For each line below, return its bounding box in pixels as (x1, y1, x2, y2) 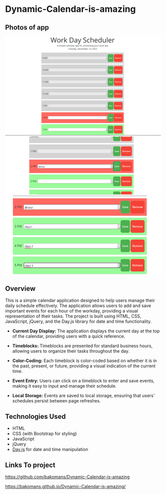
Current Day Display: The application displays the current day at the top (12, 328, 160, 334)
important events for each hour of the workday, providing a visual (5, 308, 138, 314)
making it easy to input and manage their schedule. (12, 383, 117, 389)
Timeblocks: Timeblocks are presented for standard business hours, (12, 343, 153, 349)
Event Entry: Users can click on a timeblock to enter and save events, (12, 378, 155, 384)
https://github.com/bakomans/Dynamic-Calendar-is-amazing (5, 474, 130, 480)
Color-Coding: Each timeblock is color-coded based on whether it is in (12, 358, 157, 364)
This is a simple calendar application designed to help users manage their (5, 298, 155, 304)
